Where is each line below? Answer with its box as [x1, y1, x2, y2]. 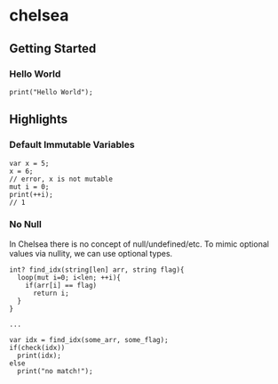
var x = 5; [9, 159, 50, 167]
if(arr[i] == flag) [25, 281, 98, 290]
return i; [32, 289, 69, 298]
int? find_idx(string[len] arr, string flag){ [9, 265, 185, 274]
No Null [9, 218, 42, 231]
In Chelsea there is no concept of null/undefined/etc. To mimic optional [9, 238, 269, 249]
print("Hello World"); [9, 87, 93, 96]
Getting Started [9, 41, 97, 56]
